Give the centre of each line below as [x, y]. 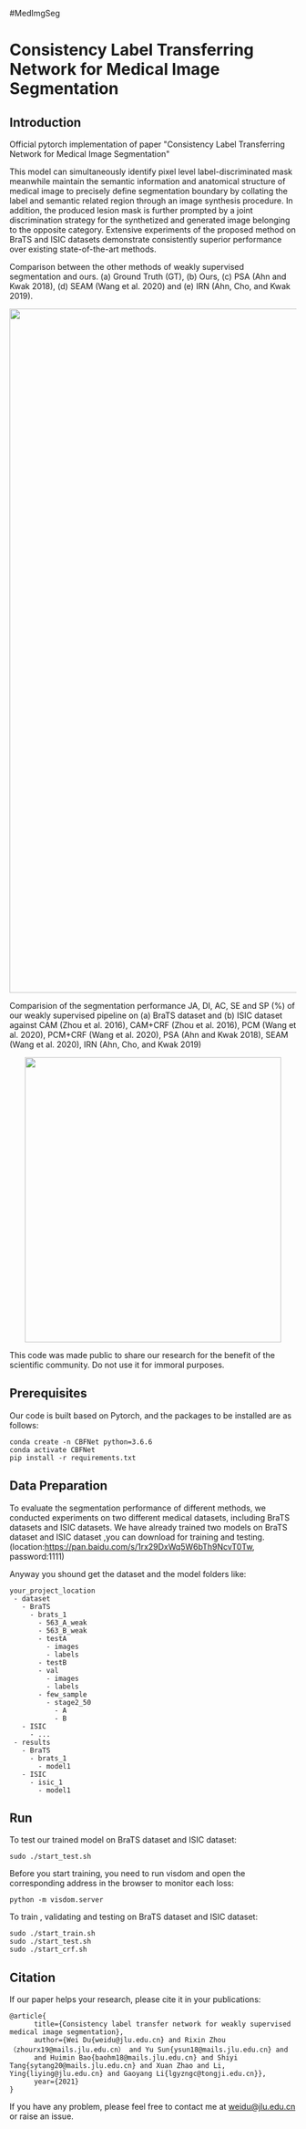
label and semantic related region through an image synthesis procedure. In [151, 201]
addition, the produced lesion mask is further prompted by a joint [131, 210]
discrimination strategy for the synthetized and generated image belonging [150, 220]
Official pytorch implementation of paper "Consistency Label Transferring [147, 144]
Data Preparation [58, 1486]
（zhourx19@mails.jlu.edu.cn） [67, 2050]
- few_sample [63, 1694]
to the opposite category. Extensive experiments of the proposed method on [153, 230]
